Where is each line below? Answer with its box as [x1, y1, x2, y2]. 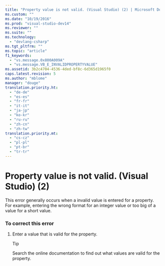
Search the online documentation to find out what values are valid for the [12, 250, 160, 256]
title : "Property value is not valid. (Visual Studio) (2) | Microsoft [5, 7, 155, 12]
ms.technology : [5, 35, 36, 40]
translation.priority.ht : [5, 85, 58, 90]
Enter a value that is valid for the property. [12, 231, 98, 237]
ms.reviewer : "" [5, 26, 38, 31]
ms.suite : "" [5, 30, 32, 35]
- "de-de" [9, 90, 29, 95]
